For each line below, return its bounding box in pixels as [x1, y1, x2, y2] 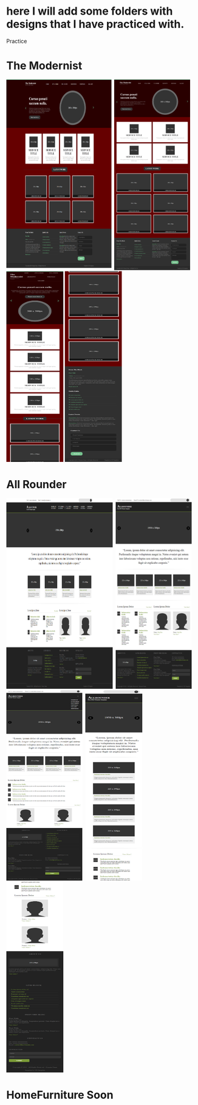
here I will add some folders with [6, 4, 173, 18]
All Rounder [6, 478, 67, 492]
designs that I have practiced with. [6, 17, 185, 31]
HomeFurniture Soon [6, 1088, 114, 1102]
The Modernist [6, 59, 83, 73]
